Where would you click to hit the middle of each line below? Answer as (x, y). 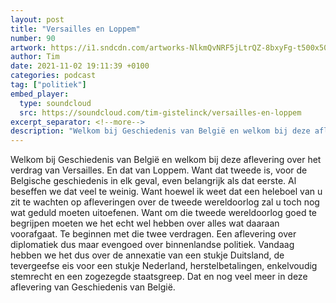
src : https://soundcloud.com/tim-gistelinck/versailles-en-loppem (160, 112)
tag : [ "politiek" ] (48, 85)
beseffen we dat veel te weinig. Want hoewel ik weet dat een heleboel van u (166, 192)
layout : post (37, 19)
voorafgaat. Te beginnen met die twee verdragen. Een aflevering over (153, 234)
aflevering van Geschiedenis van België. (93, 287)
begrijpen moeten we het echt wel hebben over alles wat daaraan (145, 223)
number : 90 (33, 38)
